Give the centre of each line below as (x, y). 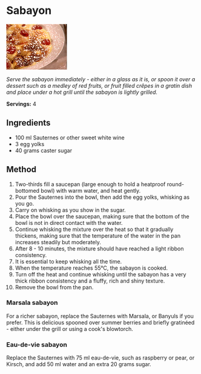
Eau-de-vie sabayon (37, 344)
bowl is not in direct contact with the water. (69, 222)
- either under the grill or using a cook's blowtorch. (70, 329)
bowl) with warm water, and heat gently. (91, 190)
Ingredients (28, 123)
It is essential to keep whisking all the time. (68, 261)
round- (176, 184)
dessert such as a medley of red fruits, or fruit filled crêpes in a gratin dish (99, 85)
